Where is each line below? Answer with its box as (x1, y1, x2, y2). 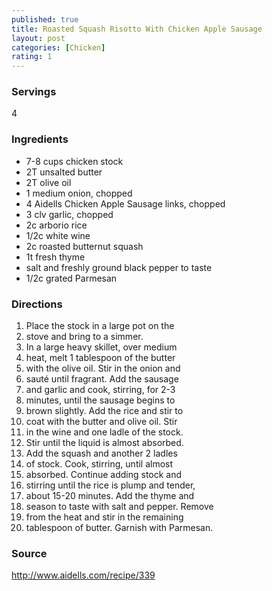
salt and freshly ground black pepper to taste (25, 261, 213, 273)
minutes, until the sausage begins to (25, 394, 176, 406)
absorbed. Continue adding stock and (25, 469, 183, 481)
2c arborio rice (25, 219, 88, 231)
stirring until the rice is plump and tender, (25, 479, 196, 491)
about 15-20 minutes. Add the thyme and (25, 490, 195, 502)
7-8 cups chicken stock (25, 155, 124, 167)
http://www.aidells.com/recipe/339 (11, 569, 156, 581)
